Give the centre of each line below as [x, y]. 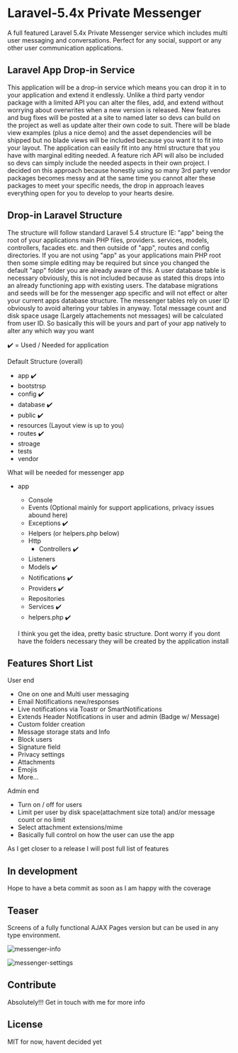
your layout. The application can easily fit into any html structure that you [114, 148]
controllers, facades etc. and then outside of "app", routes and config [109, 247]
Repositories [46, 598]
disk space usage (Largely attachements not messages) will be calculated [115, 315]
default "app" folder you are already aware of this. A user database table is [117, 270]
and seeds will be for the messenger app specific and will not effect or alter [118, 293]
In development [42, 871]
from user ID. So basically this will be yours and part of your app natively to [117, 323]
